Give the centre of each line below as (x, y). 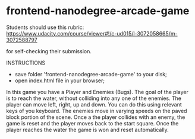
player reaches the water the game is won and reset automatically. (88, 130)
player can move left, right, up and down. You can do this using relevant (94, 104)
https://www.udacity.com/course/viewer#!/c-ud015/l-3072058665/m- (92, 33)
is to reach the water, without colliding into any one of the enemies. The (94, 98)
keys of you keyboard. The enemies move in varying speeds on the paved (97, 111)
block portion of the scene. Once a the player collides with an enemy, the (96, 117)
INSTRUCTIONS (26, 63)
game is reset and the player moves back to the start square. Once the (92, 123)
